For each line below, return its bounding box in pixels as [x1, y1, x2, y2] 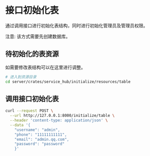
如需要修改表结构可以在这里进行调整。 [5, 64, 85, 70]
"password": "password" [14, 141, 65, 147]
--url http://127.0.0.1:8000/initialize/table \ [10, 113, 115, 118]
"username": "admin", [14, 127, 60, 133]
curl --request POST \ [5, 108, 53, 114]
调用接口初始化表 [5, 94, 59, 103]
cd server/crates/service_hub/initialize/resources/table [5, 79, 131, 84]
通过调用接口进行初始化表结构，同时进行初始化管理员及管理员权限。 [5, 22, 148, 29]
